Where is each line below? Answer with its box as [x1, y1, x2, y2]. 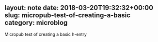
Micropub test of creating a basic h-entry [4, 31, 87, 37]
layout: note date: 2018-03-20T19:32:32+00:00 [4, 4, 154, 12]
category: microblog [4, 19, 68, 27]
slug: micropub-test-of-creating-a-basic [4, 11, 131, 20]
